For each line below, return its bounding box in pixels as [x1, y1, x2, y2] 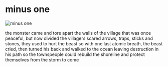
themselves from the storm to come [5, 56, 79, 62]
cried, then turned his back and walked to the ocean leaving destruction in [5, 46, 159, 52]
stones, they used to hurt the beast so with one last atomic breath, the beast [5, 40, 163, 46]
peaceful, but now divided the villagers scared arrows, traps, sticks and [5, 35, 153, 41]
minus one [5, 4, 50, 15]
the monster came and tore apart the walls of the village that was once [5, 30, 151, 36]
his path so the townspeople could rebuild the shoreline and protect [5, 51, 145, 57]
